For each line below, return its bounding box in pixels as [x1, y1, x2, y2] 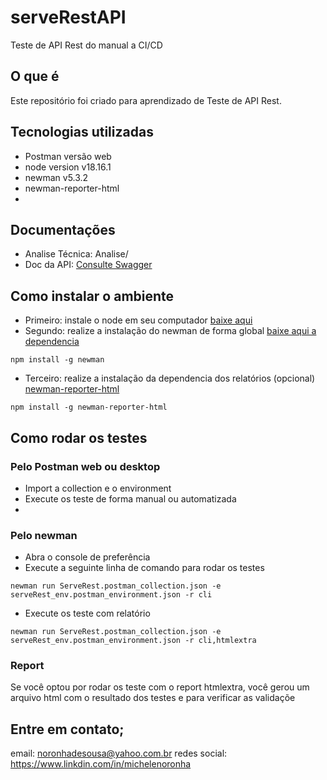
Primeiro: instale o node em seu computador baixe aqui [24, 314, 253, 326]
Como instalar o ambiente [10, 287, 175, 305]
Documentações [10, 221, 116, 238]
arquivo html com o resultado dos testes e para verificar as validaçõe [10, 692, 296, 704]
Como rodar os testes [10, 429, 148, 446]
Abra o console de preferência [24, 551, 151, 563]
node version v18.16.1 [24, 161, 112, 173]
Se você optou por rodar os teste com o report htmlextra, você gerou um [10, 681, 310, 693]
